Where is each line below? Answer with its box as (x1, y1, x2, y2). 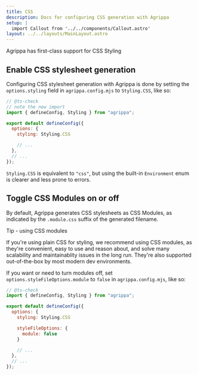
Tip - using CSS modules (6, 227, 67, 234)
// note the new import (6, 104, 66, 110)
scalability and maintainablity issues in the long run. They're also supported (6, 251, 192, 259)
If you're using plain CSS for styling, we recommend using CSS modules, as (6, 238, 193, 245)
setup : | (6, 20, 28, 26)
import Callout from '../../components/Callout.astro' (11, 25, 151, 32)
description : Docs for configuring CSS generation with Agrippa (6, 14, 169, 20)
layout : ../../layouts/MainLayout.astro (6, 31, 109, 37)
